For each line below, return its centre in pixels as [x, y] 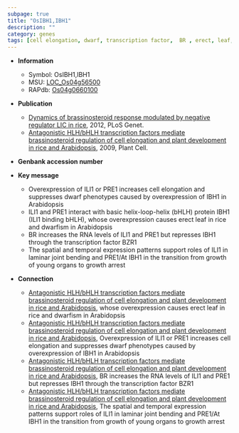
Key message [38, 175]
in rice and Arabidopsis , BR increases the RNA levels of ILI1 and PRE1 [129, 376]
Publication [35, 103]
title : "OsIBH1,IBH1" [39, 21]
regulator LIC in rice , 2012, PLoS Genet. [86, 125]
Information [36, 61]
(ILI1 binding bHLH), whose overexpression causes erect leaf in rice [127, 220]
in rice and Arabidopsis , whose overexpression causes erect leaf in [127, 308]
